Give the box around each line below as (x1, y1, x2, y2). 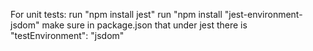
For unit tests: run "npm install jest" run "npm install (10, 9, 223, 20)
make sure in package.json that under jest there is (41, 19, 248, 31)
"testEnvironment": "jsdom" (10, 30, 125, 41)
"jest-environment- (224, 9, 303, 20)
